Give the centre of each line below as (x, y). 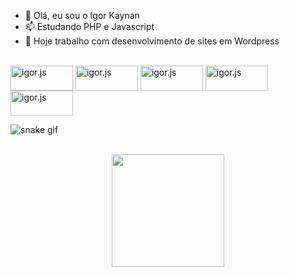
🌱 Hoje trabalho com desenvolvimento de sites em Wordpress (152, 41)
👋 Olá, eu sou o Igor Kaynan (82, 15)
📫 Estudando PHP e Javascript (89, 26)
